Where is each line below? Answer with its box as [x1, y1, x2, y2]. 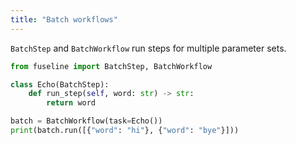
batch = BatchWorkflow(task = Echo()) [10, 116, 163, 126]
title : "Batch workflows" [10, 14, 118, 25]
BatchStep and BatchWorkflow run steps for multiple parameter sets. [10, 42, 287, 54]
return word [46, 98, 97, 108]
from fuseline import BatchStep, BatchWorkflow [10, 61, 213, 71]
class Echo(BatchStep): [10, 79, 110, 90]
